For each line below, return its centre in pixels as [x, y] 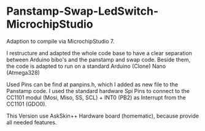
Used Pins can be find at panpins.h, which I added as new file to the [92, 84]
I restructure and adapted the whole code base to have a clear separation [99, 53]
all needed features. [32, 122]
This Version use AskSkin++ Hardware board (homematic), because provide [103, 116]
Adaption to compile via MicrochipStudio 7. [60, 41]
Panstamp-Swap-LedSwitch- [83, 11]
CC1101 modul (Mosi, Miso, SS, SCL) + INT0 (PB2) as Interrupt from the [96, 97]
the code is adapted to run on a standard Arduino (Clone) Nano [86, 66]
